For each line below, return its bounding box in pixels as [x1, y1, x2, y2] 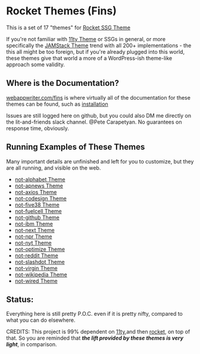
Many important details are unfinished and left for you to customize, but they [6, 158, 194, 165]
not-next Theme [14, 226, 55, 233]
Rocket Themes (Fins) [6, 4, 117, 18]
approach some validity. [6, 61, 65, 68]
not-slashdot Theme [14, 258, 65, 265]
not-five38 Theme [14, 201, 60, 208]
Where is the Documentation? [6, 78, 119, 88]
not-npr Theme [14, 233, 52, 240]
